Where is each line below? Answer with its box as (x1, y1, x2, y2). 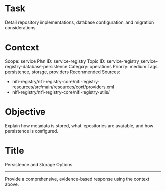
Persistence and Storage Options (5, 161, 73, 167)
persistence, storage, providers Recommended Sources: (5, 69, 120, 75)
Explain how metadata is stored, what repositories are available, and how (5, 122, 154, 129)
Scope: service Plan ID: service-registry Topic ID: (5, 58, 106, 64)
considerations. (5, 24, 37, 30)
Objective (5, 106, 46, 118)
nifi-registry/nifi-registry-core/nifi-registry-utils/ (12, 89, 110, 95)
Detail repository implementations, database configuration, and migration (5, 19, 154, 25)
